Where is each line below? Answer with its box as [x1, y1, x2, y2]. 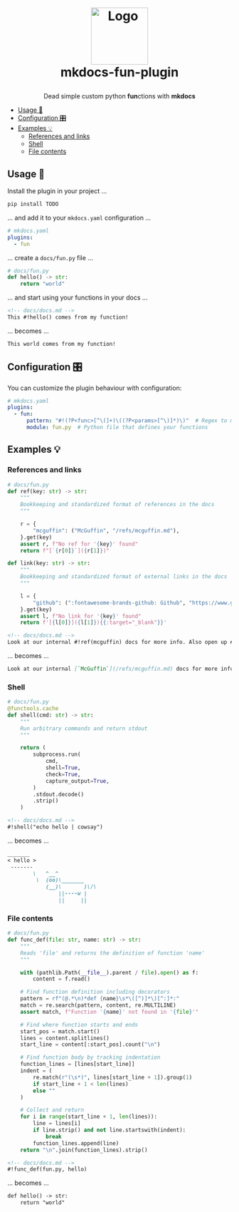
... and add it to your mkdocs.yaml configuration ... [7, 213, 152, 222]
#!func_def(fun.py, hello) [7, 1166, 87, 1173]
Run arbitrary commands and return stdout [20, 724, 148, 732]
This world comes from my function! [7, 340, 116, 347]
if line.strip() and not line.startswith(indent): [33, 1126, 186, 1134]
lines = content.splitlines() [20, 1034, 110, 1042]
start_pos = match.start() [20, 1027, 100, 1035]
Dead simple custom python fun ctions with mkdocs [43, 92, 196, 101]
